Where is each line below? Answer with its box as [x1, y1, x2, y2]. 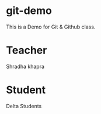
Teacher [6, 44, 47, 57]
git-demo [6, 4, 53, 17]
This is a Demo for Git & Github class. [6, 23, 96, 30]
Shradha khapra [6, 63, 45, 70]
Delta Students [6, 102, 42, 109]
